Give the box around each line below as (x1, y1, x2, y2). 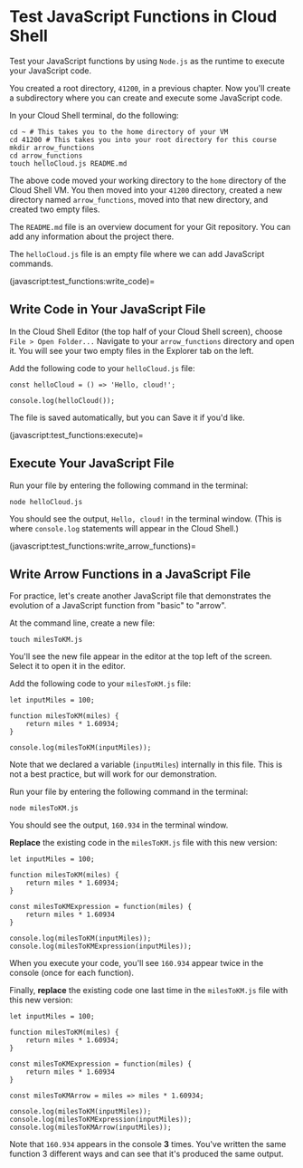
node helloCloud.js (9, 497, 83, 506)
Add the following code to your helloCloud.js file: (9, 362, 195, 373)
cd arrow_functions (9, 151, 83, 160)
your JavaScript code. (9, 65, 92, 76)
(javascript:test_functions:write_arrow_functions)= (9, 541, 197, 551)
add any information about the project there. (9, 231, 175, 242)
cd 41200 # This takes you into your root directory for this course (9, 135, 278, 144)
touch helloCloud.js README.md (9, 158, 128, 168)
